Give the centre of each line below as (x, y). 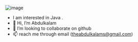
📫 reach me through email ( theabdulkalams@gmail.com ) (73, 34)
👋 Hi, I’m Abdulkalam (34, 23)
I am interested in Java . (38, 17)
